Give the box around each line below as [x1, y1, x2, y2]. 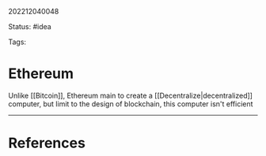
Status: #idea [8, 22, 51, 31]
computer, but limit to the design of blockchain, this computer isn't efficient [8, 98, 253, 109]
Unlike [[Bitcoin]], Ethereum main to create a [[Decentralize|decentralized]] [8, 91, 253, 100]
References [8, 134, 85, 152]
